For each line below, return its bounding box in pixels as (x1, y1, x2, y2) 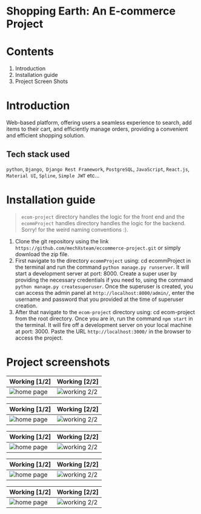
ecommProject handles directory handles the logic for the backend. (21, 219, 186, 226)
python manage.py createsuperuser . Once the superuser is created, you (15, 283, 193, 290)
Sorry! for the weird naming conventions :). (21, 226, 128, 233)
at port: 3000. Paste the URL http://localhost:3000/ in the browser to (15, 328, 191, 335)
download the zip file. (15, 250, 70, 258)
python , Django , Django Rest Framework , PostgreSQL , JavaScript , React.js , (6, 165, 189, 173)
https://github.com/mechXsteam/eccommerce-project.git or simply (15, 244, 181, 251)
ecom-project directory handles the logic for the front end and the (21, 213, 185, 220)
